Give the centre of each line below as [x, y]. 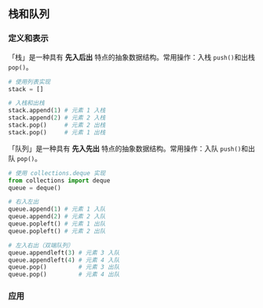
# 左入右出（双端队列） [41, 245]
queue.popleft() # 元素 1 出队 [57, 224]
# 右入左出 [24, 202]
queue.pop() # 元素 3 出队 [64, 267]
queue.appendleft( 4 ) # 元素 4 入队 [64, 260]
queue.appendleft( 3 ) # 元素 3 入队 [64, 253]
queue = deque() [35, 188]
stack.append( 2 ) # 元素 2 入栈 [57, 118]
